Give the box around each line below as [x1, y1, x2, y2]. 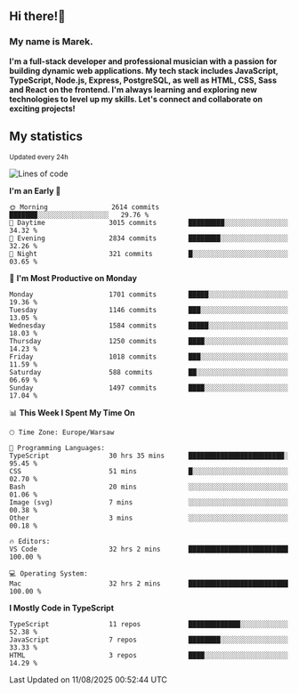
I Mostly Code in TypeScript [9, 602, 114, 613]
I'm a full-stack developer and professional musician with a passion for [9, 55, 278, 67]
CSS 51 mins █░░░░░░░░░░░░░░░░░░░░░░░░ [9, 466, 289, 476]
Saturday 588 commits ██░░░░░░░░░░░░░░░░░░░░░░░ [9, 367, 289, 376]
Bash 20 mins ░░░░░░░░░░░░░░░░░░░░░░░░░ [9, 482, 289, 491]
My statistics [9, 129, 83, 144]
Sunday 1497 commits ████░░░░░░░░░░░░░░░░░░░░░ [9, 383, 289, 392]
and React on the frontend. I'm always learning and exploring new [9, 84, 258, 94]
